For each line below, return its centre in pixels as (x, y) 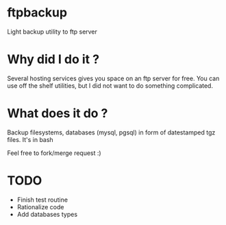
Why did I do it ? (53, 59)
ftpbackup (37, 13)
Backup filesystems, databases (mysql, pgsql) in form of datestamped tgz (111, 132)
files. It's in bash (30, 139)
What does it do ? (58, 114)
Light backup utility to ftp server (52, 32)
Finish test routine (42, 200)
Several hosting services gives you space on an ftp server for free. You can (113, 78)
